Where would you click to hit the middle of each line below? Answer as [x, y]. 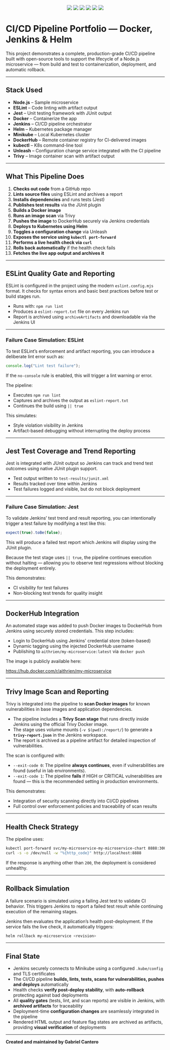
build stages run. [23, 296]
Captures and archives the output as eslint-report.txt [71, 400]
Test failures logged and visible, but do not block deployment [77, 489]
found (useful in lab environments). [49, 771]
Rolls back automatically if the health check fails [64, 248]
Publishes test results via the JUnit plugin [57, 205]
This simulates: [21, 415]
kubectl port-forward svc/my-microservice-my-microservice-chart [76, 848]
